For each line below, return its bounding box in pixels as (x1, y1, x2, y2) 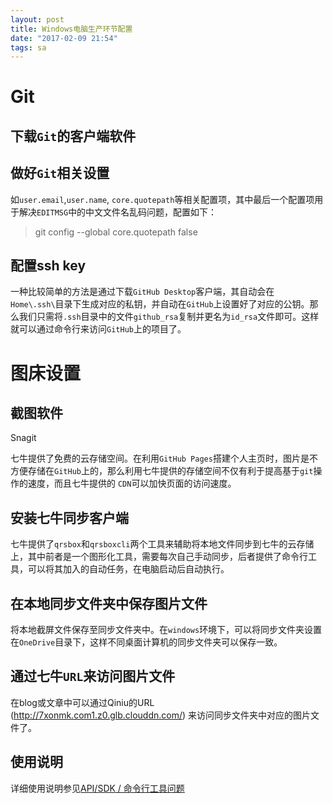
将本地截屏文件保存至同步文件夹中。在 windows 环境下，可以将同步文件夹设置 (10, 624, 323, 636)
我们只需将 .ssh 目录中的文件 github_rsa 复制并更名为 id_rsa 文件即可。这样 (18, 311, 320, 323)
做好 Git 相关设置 (10, 165, 110, 182)
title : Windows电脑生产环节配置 (10, 24, 133, 34)
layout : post (10, 14, 65, 25)
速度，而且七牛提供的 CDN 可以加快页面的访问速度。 (27, 477, 237, 490)
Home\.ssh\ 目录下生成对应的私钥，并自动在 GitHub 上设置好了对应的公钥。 (10, 298, 310, 310)
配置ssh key (10, 257, 87, 275)
